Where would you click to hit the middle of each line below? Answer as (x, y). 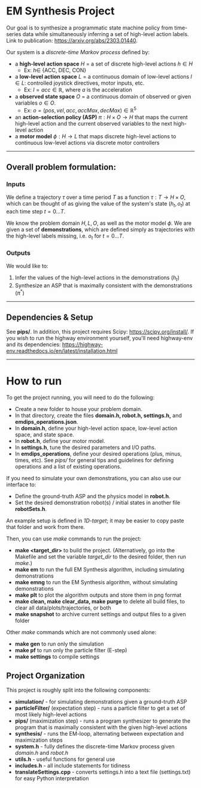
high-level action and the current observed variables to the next (93, 123)
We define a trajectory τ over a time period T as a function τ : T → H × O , (96, 197)
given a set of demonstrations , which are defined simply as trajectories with (100, 230)
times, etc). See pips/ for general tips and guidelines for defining (94, 460)
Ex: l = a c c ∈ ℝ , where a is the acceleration (78, 90)
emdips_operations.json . (46, 422)
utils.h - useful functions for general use (65, 759)
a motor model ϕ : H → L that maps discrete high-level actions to (95, 136)
